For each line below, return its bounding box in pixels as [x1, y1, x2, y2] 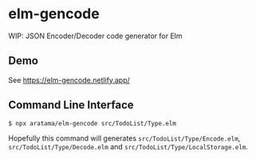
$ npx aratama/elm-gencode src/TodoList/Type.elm [8, 119, 177, 127]
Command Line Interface [8, 99, 134, 112]
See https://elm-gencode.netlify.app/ [8, 75, 130, 84]
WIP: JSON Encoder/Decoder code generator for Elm [8, 31, 183, 41]
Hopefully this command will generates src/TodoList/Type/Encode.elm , [8, 133, 241, 143]
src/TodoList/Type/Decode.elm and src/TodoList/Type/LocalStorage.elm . [8, 142, 249, 151]
